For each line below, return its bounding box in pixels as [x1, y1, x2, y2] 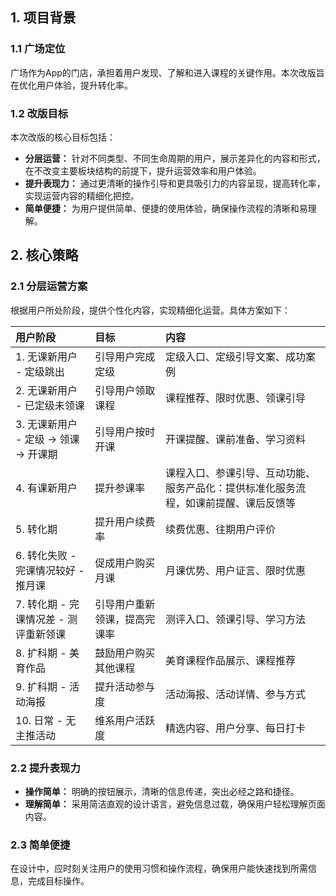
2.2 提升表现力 [10, 761, 81, 775]
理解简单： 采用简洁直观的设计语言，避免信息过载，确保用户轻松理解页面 [24, 798, 326, 810]
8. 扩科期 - [15, 646, 67, 660]
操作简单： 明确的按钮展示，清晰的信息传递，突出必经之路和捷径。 [24, 785, 300, 797]
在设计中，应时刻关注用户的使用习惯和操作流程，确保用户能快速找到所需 [10, 863, 308, 875]
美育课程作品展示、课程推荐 [165, 653, 297, 667]
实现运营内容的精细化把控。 [24, 189, 140, 202]
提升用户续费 [94, 514, 156, 528]
